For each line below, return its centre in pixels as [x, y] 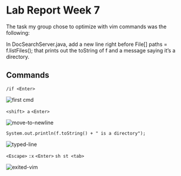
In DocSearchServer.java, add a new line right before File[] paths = [87, 44]
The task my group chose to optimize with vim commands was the [86, 26]
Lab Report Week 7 [53, 10]
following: [18, 32]
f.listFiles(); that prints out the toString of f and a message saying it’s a [91, 50]
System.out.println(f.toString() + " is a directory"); [76, 133]
